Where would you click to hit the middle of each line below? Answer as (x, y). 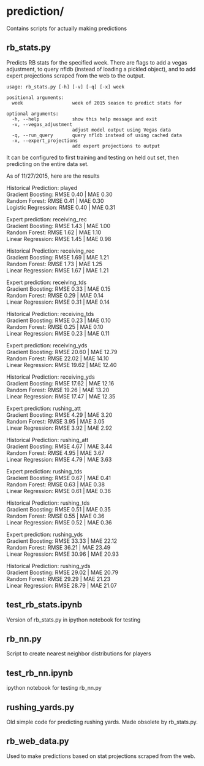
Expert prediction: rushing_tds (44, 471)
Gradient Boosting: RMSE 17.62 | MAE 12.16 (60, 383)
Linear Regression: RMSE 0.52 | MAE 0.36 (59, 522)
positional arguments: (35, 97)
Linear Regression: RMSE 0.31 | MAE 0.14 (58, 302)
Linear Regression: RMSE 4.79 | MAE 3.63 (59, 459)
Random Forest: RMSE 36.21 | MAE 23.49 (59, 547)
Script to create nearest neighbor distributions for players (79, 653)
